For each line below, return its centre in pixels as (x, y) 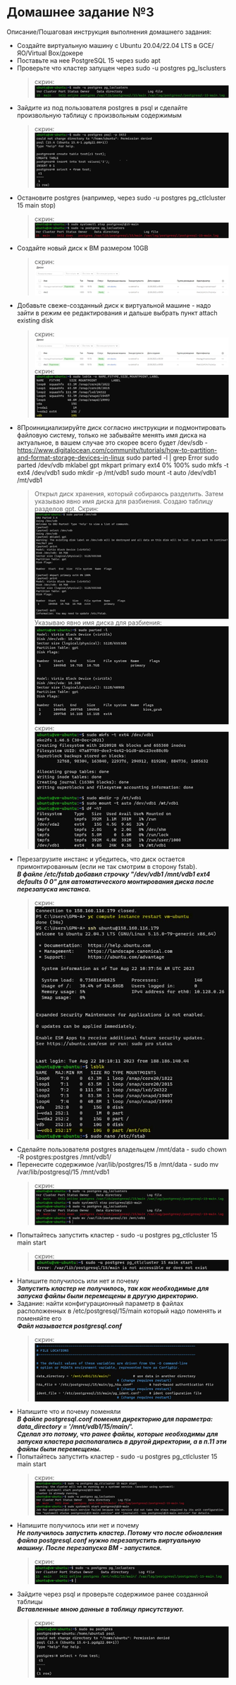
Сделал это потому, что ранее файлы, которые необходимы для (117, 1434)
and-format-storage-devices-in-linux (70, 457)
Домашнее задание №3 (80, 12)
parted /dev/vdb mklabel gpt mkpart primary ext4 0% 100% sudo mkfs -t (123, 465)
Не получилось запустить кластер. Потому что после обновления (119, 1533)
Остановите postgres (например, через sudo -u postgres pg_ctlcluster (121, 198)
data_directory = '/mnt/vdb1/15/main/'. (75, 1426)
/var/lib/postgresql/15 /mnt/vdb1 (63, 1172)
